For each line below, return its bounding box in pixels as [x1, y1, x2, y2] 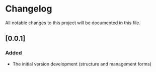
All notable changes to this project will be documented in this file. [5, 20, 141, 26]
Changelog [5, 3, 52, 15]
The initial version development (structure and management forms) [12, 61, 152, 67]
